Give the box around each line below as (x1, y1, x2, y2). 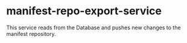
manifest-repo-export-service (6, 4, 162, 18)
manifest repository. (6, 30, 56, 37)
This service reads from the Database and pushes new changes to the (6, 24, 181, 31)
